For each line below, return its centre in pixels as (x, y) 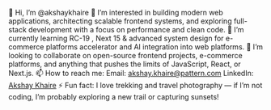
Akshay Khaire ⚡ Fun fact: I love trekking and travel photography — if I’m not (135, 85)
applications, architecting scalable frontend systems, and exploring (120, 21)
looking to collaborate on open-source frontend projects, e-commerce (125, 55)
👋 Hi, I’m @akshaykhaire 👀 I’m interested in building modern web (116, 13)
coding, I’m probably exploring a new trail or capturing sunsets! (114, 97)
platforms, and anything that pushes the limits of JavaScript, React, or (125, 64)
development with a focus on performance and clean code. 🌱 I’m (136, 30)
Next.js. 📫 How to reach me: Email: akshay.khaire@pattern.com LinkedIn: (131, 73)
